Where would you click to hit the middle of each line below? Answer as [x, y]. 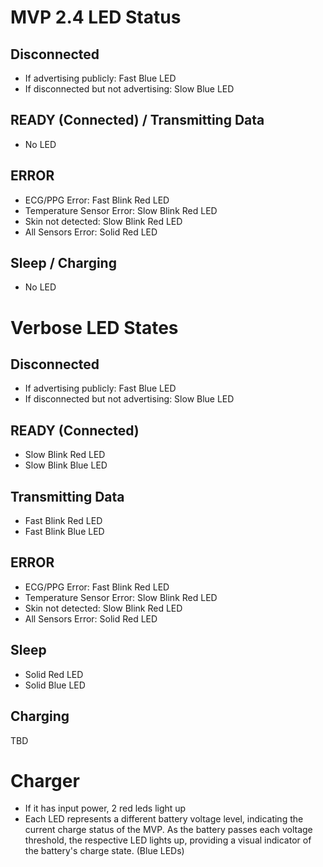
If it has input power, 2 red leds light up [105, 808]
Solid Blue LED [55, 685]
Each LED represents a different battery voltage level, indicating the [164, 819]
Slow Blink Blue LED [66, 465]
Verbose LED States [94, 327]
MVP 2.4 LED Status [96, 17]
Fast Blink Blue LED [64, 532]
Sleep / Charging [63, 263]
